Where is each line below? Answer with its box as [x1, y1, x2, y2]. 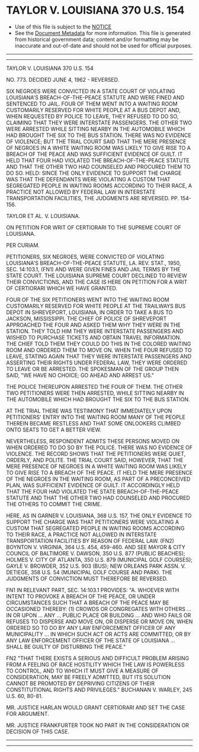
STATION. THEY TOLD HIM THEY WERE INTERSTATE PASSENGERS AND [6, 327, 184, 335]
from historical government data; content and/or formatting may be [14, 36, 179, 43]
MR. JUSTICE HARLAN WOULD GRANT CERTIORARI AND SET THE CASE [6, 703, 185, 711]
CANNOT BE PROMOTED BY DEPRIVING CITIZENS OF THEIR [6, 680, 155, 687]
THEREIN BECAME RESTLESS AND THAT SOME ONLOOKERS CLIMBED [6, 420, 181, 427]
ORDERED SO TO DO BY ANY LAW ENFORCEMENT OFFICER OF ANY [6, 624, 176, 631]
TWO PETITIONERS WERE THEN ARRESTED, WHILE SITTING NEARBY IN [6, 389, 185, 396]
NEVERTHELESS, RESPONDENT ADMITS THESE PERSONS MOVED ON [6, 437, 179, 444]
